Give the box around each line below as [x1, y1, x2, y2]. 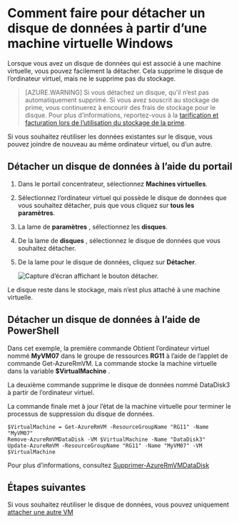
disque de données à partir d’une [7, 20, 208, 36]
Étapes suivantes [7, 481, 86, 494]
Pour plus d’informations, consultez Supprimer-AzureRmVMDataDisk [7, 461, 210, 469]
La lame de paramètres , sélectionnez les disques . [17, 222, 168, 231]
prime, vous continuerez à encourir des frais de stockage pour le [24, 103, 216, 111]
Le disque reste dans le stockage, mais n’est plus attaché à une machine [7, 285, 220, 294]
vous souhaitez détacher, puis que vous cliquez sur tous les [17, 201, 195, 209]
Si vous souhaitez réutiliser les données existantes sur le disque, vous [7, 132, 213, 141]
